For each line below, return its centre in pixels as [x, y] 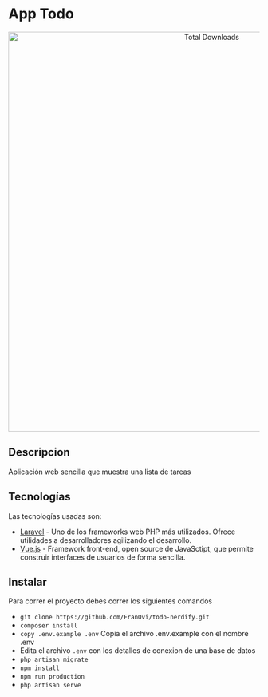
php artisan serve [50, 685]
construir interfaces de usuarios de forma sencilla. [102, 557]
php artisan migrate [54, 660]
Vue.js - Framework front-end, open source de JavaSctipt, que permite [136, 548]
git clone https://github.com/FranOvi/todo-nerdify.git [114, 617]
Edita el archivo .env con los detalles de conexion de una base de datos [138, 651]
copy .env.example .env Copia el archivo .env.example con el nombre [134, 634]
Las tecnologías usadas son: [55, 516]
